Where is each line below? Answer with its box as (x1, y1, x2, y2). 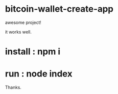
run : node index (5, 68, 72, 79)
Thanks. (5, 84, 22, 91)
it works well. (5, 29, 32, 35)
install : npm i (5, 46, 60, 57)
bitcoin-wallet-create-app (5, 3, 114, 15)
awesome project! (5, 19, 42, 25)
